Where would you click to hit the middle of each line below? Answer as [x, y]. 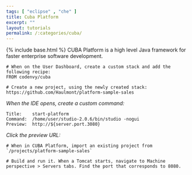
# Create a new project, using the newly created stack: [77, 88]
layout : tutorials [28, 28]
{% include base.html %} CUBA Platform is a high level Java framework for [96, 50]
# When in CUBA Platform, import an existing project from [79, 146]
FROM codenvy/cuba [28, 77]
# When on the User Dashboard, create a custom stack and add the [88, 67]
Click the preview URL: [33, 135]
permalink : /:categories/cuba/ [44, 33]
